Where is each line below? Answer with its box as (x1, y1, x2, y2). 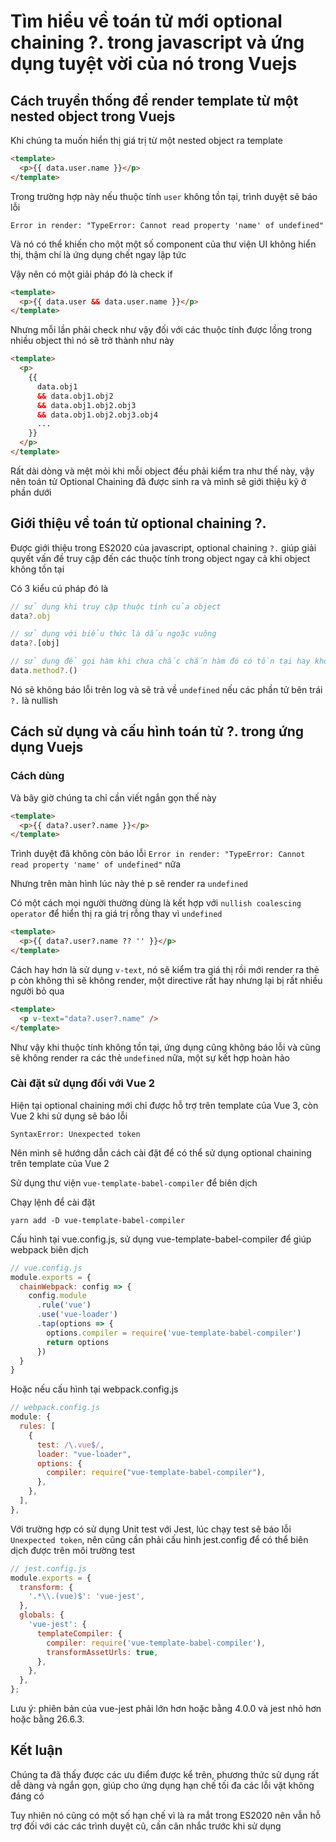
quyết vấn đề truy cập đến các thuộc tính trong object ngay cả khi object (10, 552, 311, 564)
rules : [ (19, 1421, 56, 1432)
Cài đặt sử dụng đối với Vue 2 (10, 1076, 156, 1090)
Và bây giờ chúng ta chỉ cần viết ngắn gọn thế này (10, 791, 217, 804)
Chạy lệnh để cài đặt (10, 1196, 96, 1208)
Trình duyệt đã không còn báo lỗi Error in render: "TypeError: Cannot (10, 848, 306, 860)
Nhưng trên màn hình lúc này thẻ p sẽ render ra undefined (10, 878, 248, 890)
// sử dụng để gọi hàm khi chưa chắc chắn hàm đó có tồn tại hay (10, 656, 311, 667)
